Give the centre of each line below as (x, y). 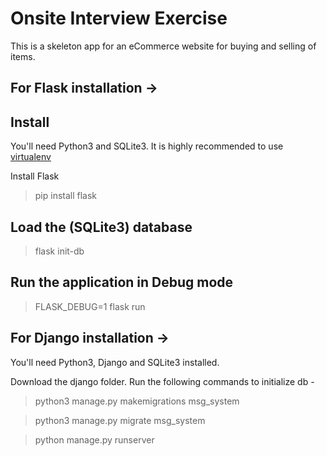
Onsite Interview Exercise (119, 18)
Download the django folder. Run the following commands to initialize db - (162, 381)
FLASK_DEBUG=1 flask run (90, 306)
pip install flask (66, 196)
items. (23, 56)
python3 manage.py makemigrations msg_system (137, 401)
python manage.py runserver (94, 439)
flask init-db (59, 251)
